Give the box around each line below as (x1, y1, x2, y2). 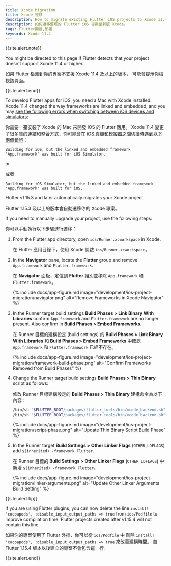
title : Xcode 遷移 (5, 12, 43, 17)
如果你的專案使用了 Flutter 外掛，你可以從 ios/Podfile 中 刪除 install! (5, 532, 155, 538)
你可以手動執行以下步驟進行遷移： (5, 226, 77, 232)
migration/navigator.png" (12, 295, 65, 301)
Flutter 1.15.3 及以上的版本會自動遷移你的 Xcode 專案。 (5, 205, 120, 211)
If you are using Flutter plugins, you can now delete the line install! (5, 505, 149, 511)
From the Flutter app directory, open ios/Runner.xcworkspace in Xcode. (12, 236, 161, 242)
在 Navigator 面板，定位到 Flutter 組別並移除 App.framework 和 (12, 273, 144, 278)
